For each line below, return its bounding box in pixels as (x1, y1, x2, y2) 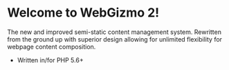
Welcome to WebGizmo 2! (7, 5, 160, 21)
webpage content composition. (7, 42, 96, 51)
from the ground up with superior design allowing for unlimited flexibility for (7, 35, 223, 43)
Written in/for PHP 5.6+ (17, 55, 84, 64)
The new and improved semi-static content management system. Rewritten (7, 28, 221, 36)
